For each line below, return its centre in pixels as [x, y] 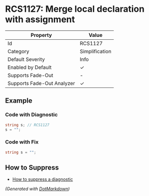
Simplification [96, 51]
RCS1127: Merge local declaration [75, 9]
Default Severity [26, 59]
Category [19, 51]
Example [19, 101]
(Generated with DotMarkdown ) [37, 189]
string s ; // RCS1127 [27, 125]
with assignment [40, 19]
